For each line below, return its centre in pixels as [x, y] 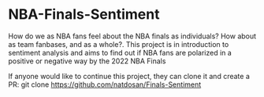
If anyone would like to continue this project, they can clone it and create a [129, 76]
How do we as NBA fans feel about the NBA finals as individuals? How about [132, 36]
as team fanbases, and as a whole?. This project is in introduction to [119, 44]
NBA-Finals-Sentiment [84, 14]
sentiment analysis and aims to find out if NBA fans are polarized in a [120, 52]
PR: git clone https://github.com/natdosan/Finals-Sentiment [105, 84]
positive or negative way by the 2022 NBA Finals [87, 61]
